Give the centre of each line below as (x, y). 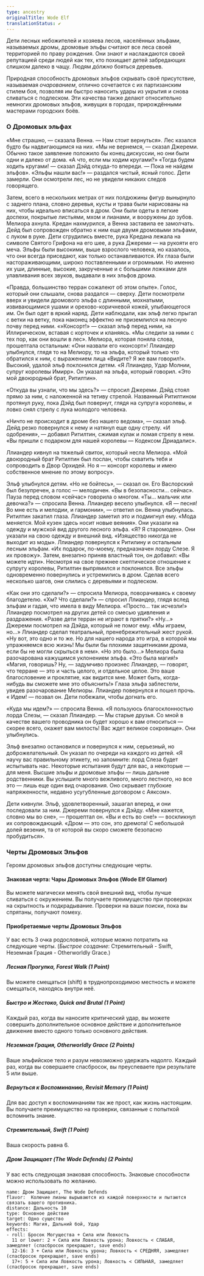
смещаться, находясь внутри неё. (51, 989)
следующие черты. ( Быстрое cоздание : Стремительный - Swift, (90, 946)
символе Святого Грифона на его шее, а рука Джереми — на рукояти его (102, 242)
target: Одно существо (35, 1219)
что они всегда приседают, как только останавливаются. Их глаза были (100, 256)
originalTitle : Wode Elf (38, 18)
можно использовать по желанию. (52, 1181)
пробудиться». (26, 836)
